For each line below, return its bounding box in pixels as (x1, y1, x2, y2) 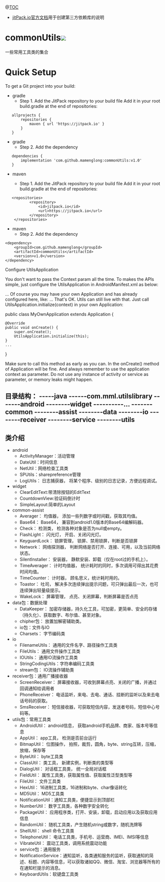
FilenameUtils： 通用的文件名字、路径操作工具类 (19, 642, 118, 648)
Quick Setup (5, 67, 57, 78)
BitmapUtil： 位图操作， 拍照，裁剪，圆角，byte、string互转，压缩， (19, 741, 159, 747)
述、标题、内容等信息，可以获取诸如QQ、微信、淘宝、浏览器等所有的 (19, 859, 161, 865)
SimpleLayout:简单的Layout (19, 502, 75, 508)
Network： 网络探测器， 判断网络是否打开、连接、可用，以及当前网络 (19, 544, 161, 550)
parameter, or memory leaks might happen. (5, 376, 93, 382)
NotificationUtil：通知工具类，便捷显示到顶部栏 (19, 797, 115, 803)
